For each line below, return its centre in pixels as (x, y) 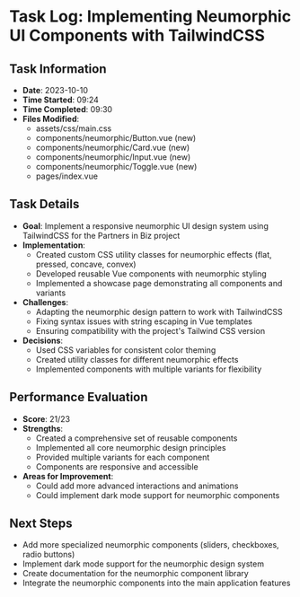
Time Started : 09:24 (60, 100)
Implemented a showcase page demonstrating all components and (159, 283)
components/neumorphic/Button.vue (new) (116, 138)
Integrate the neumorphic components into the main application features (156, 583)
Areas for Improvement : (68, 476)
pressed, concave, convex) (86, 264)
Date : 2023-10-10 (55, 90)
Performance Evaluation (79, 397)
